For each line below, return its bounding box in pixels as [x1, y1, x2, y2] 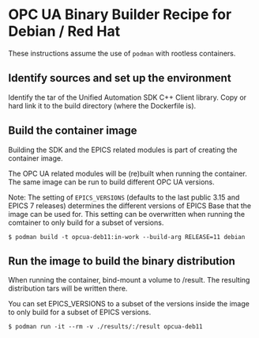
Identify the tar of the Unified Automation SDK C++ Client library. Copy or [8, 93, 247, 102]
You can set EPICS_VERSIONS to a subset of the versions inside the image [8, 299, 250, 309]
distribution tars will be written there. [8, 283, 128, 294]
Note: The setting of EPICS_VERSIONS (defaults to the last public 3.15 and [8, 192, 240, 202]
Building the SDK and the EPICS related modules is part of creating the [8, 145, 238, 154]
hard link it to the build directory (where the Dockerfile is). [8, 101, 197, 110]
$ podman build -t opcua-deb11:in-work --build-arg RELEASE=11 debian [8, 233, 246, 241]
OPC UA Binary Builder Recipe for [8, 6, 232, 24]
